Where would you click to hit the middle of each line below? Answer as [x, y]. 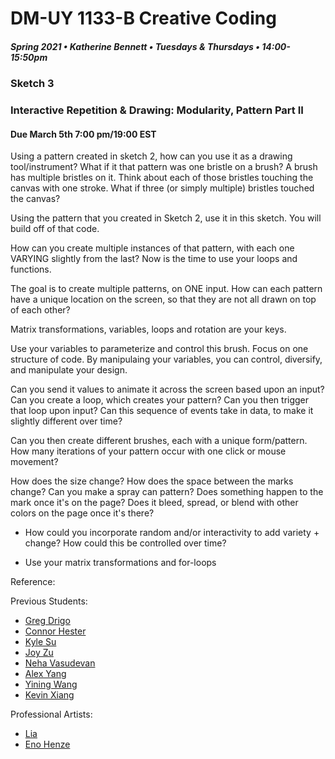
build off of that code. [55, 229]
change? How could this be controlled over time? [125, 543]
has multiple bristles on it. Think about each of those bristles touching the [162, 178]
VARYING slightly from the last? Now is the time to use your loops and [154, 259]
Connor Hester [55, 631]
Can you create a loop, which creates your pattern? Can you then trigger [160, 400]
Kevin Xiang [49, 695]
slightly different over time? [66, 421]
